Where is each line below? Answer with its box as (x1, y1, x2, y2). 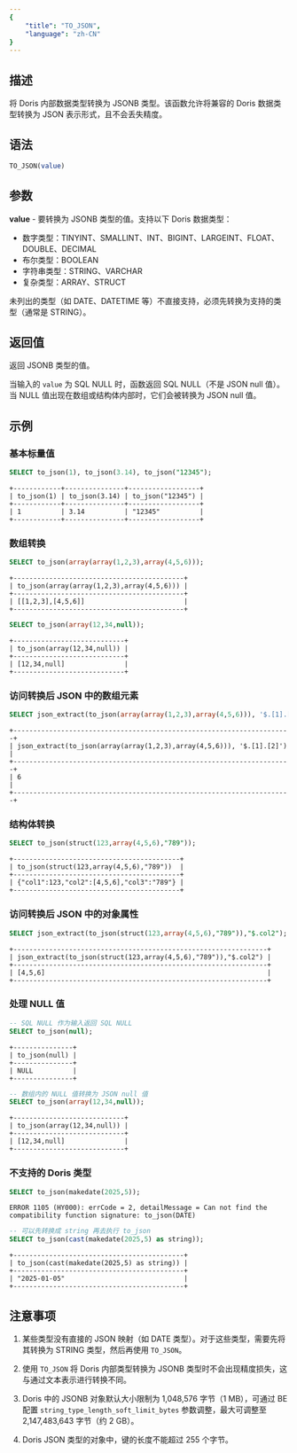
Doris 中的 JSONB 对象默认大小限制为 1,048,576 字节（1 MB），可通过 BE (21, 1394, 288, 1404)
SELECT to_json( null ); (9, 1027, 93, 1035)
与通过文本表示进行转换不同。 (21, 1375, 131, 1386)
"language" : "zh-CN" (25, 29, 101, 38)
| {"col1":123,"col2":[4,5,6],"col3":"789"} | (9, 879, 184, 887)
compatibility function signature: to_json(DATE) (9, 1211, 197, 1220)
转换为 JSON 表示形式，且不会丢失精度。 (16, 109, 168, 120)
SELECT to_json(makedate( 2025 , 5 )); (9, 1187, 141, 1197)
